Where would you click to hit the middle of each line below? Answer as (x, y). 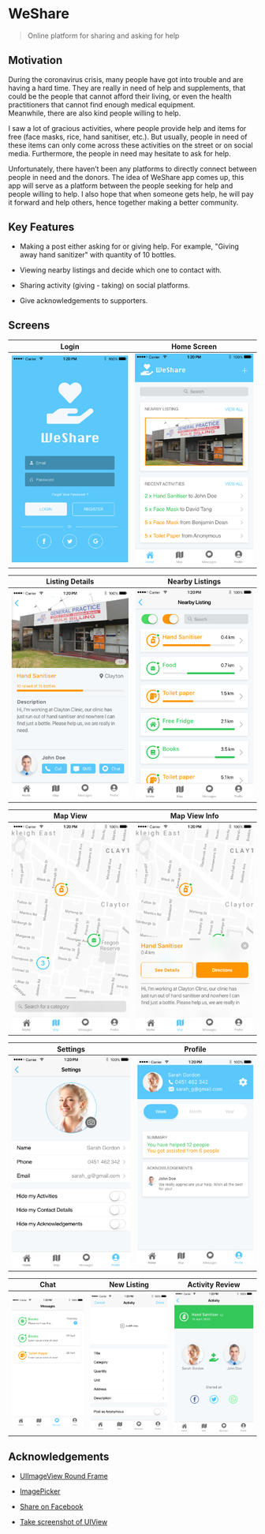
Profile (195, 1049)
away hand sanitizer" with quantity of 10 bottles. (98, 254)
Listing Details (70, 582)
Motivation (35, 60)
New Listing (129, 1285)
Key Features (41, 227)
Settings (71, 1049)
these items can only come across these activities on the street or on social (131, 145)
